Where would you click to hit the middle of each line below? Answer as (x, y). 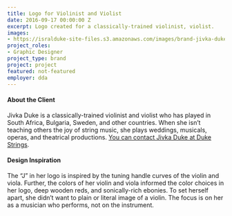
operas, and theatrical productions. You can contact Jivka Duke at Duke (109, 137)
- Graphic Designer (35, 52)
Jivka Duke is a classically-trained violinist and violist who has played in (109, 115)
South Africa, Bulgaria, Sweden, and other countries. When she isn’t (104, 122)
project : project (32, 65)
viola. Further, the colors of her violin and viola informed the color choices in (116, 183)
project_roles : (29, 46)
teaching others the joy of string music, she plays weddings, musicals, (107, 130)
